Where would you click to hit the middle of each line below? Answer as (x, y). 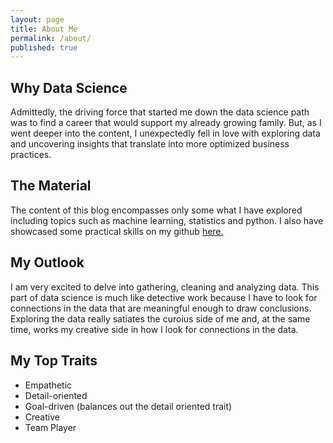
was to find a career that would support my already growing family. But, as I (166, 123)
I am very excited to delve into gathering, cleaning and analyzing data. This (165, 287)
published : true (44, 47)
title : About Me (44, 29)
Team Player (50, 427)
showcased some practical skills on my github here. (117, 231)
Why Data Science (69, 87)
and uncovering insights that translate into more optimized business (150, 144)
